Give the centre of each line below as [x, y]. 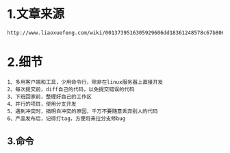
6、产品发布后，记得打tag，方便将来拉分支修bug [66, 118]
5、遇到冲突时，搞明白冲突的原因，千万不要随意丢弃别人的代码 [82, 111]
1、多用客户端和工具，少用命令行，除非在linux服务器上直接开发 [85, 82]
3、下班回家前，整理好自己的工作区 [50, 97]
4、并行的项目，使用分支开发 [42, 104]
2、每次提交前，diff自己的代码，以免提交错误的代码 [71, 89]
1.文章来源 [36, 14]
